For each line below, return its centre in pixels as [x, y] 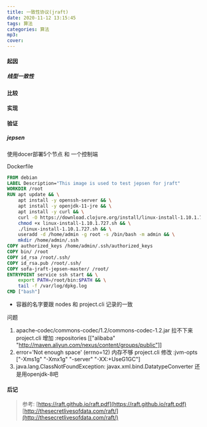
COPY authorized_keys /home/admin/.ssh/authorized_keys [80, 246]
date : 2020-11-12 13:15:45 [41, 18]
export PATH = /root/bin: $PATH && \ [62, 280]
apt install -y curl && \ [51, 212]
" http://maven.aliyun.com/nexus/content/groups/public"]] [89, 345]
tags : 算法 [20, 23]
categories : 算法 [28, 29]
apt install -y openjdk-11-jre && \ [65, 206]
